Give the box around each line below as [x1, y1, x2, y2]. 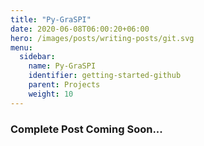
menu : [10, 42, 33, 53]
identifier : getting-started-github [28, 71, 182, 81]
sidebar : [19, 52, 56, 62]
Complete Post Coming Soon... [10, 122, 163, 136]
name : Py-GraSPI [28, 61, 97, 71]
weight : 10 [28, 89, 74, 99]
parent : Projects [28, 80, 101, 90]
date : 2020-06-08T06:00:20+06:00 [10, 24, 150, 34]
